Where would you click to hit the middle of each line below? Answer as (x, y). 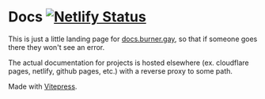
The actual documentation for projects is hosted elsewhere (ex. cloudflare (129, 63)
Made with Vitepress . (43, 86)
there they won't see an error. (57, 47)
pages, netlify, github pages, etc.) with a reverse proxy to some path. (121, 70)
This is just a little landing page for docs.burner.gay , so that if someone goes (133, 39)
